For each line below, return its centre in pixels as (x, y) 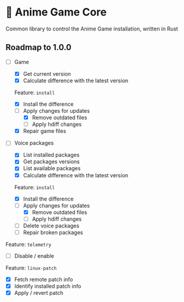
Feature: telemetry (29, 244)
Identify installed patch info (48, 286)
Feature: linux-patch (31, 268)
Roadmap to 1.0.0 (39, 47)
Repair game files (45, 131)
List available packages (52, 168)
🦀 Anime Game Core (56, 12)
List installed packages (51, 155)
